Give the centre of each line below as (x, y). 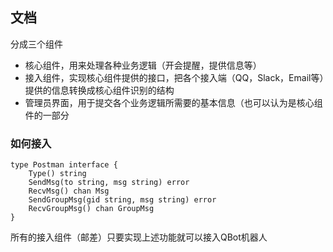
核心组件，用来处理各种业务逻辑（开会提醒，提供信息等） (143, 65)
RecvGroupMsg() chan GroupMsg (91, 209)
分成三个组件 (36, 44)
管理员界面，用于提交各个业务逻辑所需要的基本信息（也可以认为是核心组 (173, 102)
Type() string (57, 174)
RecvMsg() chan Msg (69, 191)
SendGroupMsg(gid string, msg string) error (122, 200)
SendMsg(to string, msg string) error (109, 183)
